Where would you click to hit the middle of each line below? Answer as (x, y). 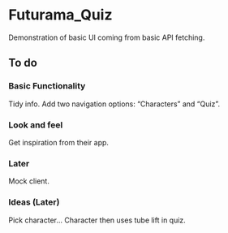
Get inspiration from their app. (59, 142)
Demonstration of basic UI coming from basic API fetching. (107, 37)
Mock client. (29, 181)
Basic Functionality (47, 86)
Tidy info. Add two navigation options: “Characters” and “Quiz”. (114, 104)
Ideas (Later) (34, 202)
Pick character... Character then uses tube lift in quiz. (97, 220)
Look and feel (36, 125)
